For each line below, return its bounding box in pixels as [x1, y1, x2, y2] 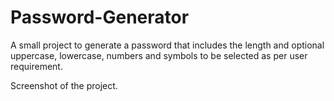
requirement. [10, 60, 63, 72]
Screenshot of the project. [10, 79, 118, 91]
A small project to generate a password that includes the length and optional [10, 39, 325, 51]
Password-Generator [10, 6, 190, 29]
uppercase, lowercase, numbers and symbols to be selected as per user [10, 49, 308, 61]
